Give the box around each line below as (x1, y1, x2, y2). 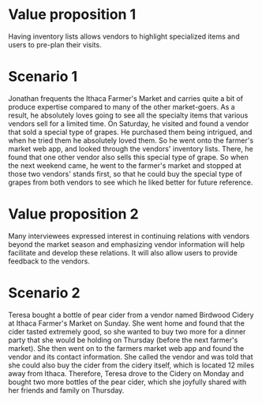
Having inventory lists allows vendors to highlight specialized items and (8, 32, 240, 41)
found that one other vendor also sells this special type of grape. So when (8, 152, 249, 162)
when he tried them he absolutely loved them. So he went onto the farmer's (8, 136, 254, 145)
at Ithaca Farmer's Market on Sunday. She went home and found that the (8, 318, 245, 328)
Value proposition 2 (8, 205, 140, 223)
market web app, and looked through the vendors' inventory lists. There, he (8, 144, 254, 153)
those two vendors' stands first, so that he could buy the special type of (8, 169, 242, 178)
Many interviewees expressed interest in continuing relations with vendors (8, 231, 250, 241)
